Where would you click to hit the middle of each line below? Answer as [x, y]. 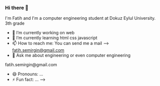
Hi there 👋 [17, 8]
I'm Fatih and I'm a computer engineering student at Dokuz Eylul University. [80, 18]
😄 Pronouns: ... [28, 74]
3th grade [15, 23]
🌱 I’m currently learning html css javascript [55, 38]
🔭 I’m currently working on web [43, 33]
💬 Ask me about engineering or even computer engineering [71, 56]
